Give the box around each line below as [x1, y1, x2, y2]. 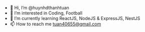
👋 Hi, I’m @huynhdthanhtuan [10, 5, 69, 10]
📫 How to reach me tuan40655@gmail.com [10, 21, 101, 27]
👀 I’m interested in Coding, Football [10, 10, 83, 16]
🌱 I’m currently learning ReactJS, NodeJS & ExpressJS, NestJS [10, 15, 140, 21]
